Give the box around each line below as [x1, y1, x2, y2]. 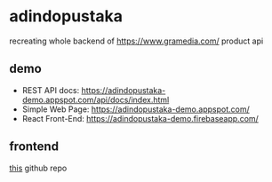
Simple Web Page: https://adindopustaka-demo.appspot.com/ [21, 104, 251, 115]
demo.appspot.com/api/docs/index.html [21, 94, 170, 105]
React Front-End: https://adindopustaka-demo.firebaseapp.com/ [21, 113, 260, 123]
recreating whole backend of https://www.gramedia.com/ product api [9, 36, 264, 46]
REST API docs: [21, 84, 80, 95]
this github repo [9, 162, 68, 173]
